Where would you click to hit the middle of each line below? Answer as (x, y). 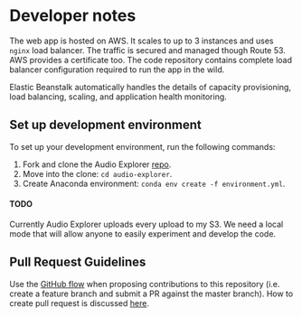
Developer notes (73, 16)
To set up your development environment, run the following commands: (142, 146)
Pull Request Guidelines (78, 262)
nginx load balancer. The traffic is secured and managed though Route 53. (148, 50)
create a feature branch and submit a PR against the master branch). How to (151, 294)
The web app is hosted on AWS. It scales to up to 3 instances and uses (142, 41)
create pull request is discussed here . (79, 303)
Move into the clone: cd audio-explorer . (97, 173)
